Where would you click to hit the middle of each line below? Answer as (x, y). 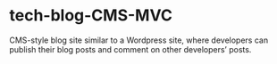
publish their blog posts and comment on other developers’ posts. (130, 49)
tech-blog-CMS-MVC (91, 16)
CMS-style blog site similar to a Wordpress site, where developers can (139, 40)
